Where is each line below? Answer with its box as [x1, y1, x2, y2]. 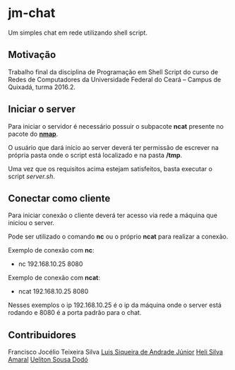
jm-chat [8, 5, 56, 21]
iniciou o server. [8, 219, 55, 227]
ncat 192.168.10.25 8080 [18, 287, 89, 296]
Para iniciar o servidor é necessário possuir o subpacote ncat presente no [8, 122, 224, 130]
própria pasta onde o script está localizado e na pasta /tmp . [8, 151, 183, 159]
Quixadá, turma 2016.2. [8, 83, 76, 91]
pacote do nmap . [8, 129, 59, 138]
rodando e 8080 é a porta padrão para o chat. [8, 308, 142, 317]
